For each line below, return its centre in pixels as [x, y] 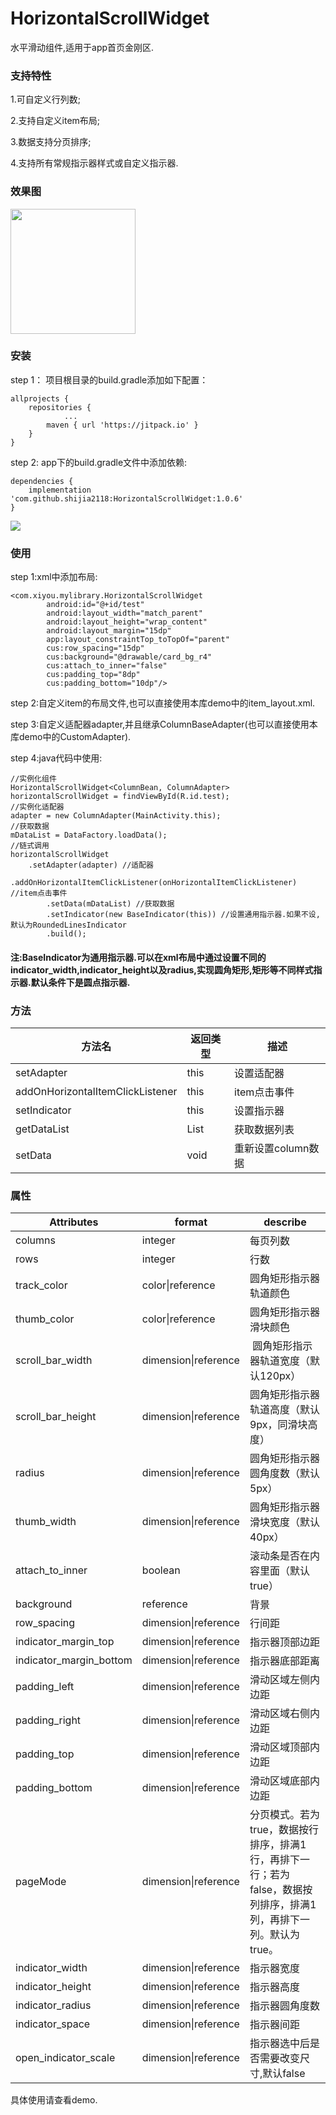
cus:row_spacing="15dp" [95, 648]
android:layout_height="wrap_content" [127, 622]
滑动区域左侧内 [284, 1680]
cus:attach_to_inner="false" [107, 666]
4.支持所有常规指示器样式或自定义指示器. [94, 163]
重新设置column [272, 1149]
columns [35, 1240]
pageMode [41, 1882]
